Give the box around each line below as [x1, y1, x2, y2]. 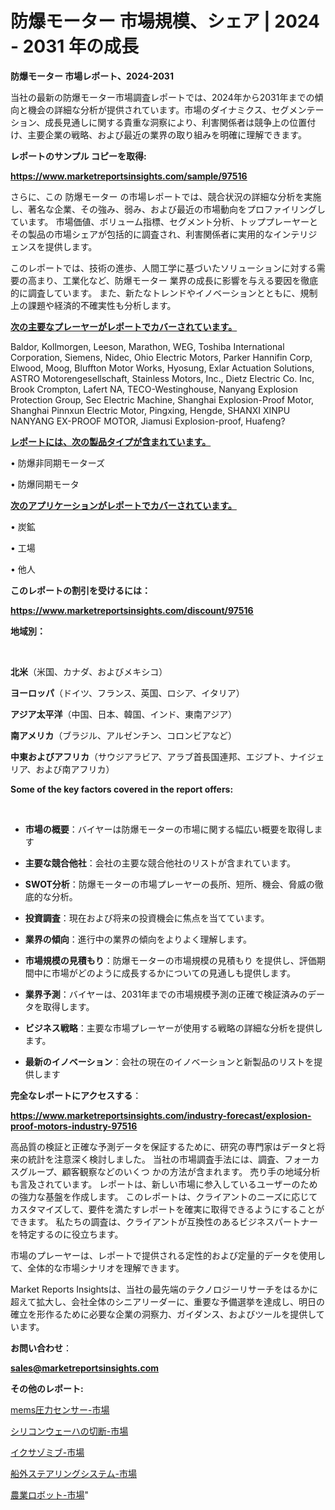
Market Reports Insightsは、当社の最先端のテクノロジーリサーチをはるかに [10, 1283, 318, 1295]
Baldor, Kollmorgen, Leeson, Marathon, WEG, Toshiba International [10, 340, 285, 352]
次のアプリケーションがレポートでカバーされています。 [10, 499, 237, 511]
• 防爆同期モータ [10, 478, 80, 490]
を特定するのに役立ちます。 [10, 1228, 124, 1240]
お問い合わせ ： [10, 1342, 72, 1354]
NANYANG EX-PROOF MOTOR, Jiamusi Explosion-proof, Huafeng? [10, 415, 286, 427]
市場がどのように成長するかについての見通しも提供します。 [51, 967, 296, 979]
